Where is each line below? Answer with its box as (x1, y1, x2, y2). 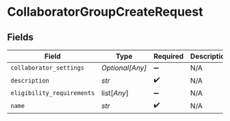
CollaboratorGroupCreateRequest (7, 4, 203, 20)
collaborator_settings (10, 64, 84, 72)
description (10, 77, 50, 84)
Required (153, 52, 184, 61)
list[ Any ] (101, 88, 129, 98)
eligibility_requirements (10, 90, 95, 96)
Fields (7, 31, 34, 43)
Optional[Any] (101, 63, 147, 72)
